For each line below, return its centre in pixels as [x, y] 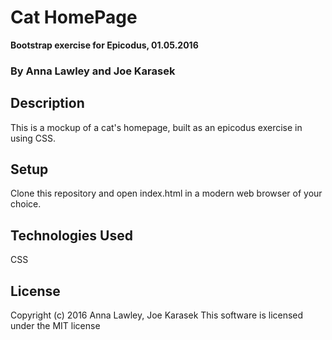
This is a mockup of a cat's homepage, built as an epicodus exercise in [156, 127]
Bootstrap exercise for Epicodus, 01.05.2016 [104, 45]
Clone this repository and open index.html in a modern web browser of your [166, 193]
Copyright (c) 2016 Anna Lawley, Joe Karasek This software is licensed [157, 315]
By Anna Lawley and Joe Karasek [93, 71]
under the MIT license [55, 326]
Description [47, 103]
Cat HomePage [74, 17]
